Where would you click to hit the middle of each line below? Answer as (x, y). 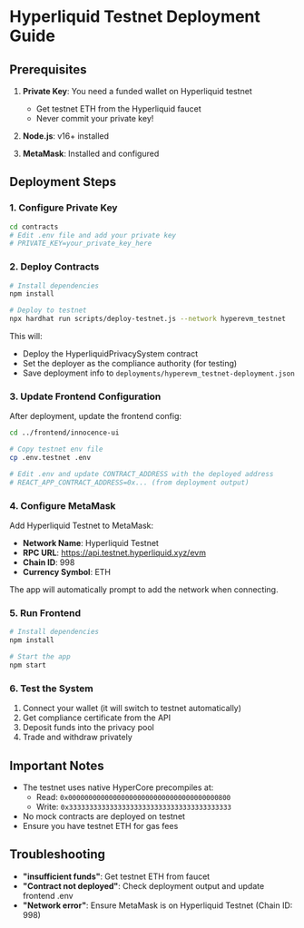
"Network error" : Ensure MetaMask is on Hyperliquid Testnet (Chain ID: (157, 905)
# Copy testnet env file (56, 449)
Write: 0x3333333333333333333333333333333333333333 (133, 806)
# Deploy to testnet (49, 310)
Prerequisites (48, 69)
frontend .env (48, 895)
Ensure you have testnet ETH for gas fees (100, 825)
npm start (28, 665)
